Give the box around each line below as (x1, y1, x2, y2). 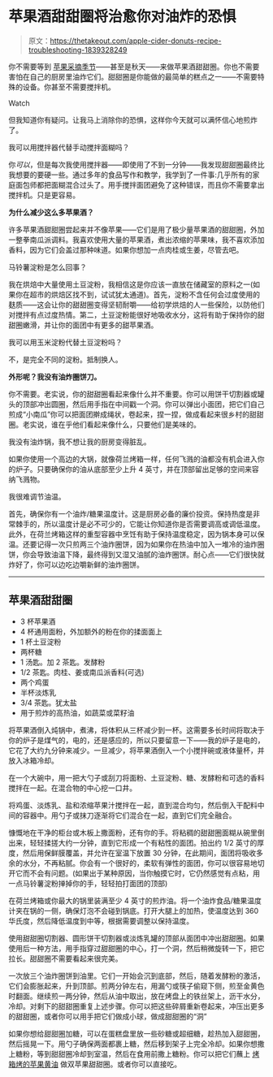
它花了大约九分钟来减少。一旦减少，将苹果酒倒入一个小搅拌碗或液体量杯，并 (8, 745, 265, 755)
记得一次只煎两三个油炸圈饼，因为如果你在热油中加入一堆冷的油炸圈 (36, 539, 265, 549)
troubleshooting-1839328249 (28, 45, 128, 54)
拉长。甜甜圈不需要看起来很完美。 (8, 954, 123, 963)
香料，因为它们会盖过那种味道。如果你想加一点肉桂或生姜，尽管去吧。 (8, 244, 244, 254)
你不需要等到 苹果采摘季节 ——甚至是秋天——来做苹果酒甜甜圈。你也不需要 (8, 62, 260, 71)
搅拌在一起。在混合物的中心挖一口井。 (8, 783, 136, 793)
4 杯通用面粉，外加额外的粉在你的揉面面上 (19, 626, 162, 636)
